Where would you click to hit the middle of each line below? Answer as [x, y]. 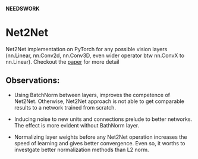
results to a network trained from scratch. [65, 107]
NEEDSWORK [23, 9]
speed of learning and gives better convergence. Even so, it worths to [100, 143]
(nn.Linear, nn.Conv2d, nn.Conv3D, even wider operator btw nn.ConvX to [95, 55]
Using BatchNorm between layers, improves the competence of [92, 95]
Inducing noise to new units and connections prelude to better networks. [103, 119]
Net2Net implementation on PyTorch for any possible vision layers [87, 49]
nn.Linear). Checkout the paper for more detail [62, 61]
